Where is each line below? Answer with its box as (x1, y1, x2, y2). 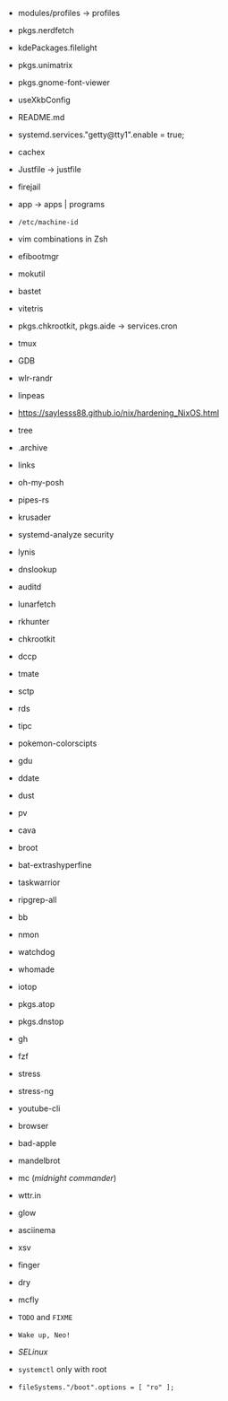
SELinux (17, 1346, 48, 1357)
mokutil (17, 268, 46, 279)
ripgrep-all (17, 895, 57, 905)
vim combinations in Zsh (17, 233, 109, 244)
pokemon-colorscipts (17, 738, 97, 749)
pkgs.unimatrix (17, 60, 73, 70)
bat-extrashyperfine (17, 860, 92, 870)
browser (17, 1121, 49, 1131)
